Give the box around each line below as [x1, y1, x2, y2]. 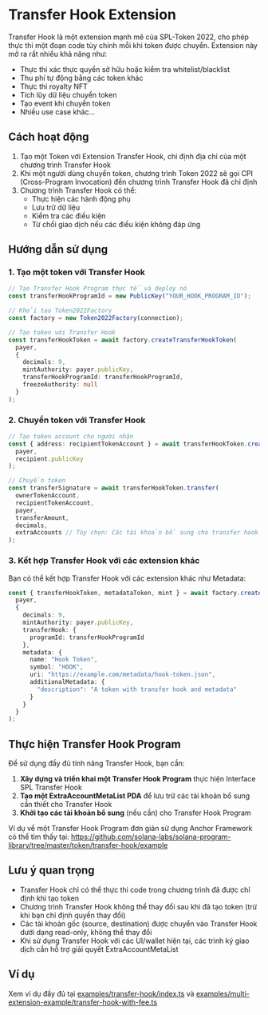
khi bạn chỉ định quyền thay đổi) [19, 910, 126, 920]
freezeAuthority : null [22, 381, 98, 389]
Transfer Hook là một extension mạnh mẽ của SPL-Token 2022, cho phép [8, 32, 250, 42]
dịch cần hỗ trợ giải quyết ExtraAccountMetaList [19, 944, 179, 953]
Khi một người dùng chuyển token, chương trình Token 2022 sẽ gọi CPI [19, 168, 254, 178]
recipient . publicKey [15, 454, 84, 463]
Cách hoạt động [8, 130, 89, 144]
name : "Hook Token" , [29, 656, 98, 664]
